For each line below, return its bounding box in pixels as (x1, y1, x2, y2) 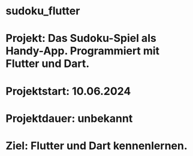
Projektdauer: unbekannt (5, 112, 133, 125)
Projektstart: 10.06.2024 (5, 84, 131, 98)
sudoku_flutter (5, 4, 80, 18)
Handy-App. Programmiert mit (5, 44, 160, 58)
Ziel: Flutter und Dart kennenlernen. (5, 139, 188, 152)
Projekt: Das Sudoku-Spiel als (5, 32, 156, 45)
